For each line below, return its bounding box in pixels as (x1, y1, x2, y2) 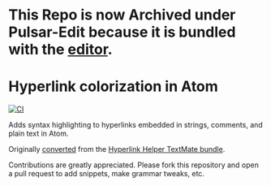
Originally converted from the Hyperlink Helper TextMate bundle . (8, 145, 226, 154)
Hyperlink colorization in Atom (8, 77, 219, 96)
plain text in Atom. (8, 128, 69, 139)
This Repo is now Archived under (8, 6, 236, 24)
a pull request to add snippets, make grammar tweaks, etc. (8, 169, 205, 179)
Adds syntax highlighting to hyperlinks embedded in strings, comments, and (8, 120, 264, 130)
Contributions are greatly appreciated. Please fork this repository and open (8, 160, 260, 170)
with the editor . (8, 41, 113, 58)
